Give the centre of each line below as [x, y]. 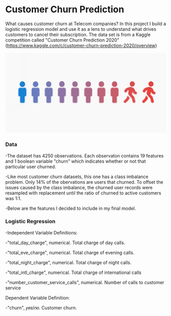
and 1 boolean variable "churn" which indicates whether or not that [76, 161]
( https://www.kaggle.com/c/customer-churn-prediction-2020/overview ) [81, 45]
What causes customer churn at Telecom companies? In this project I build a [86, 24]
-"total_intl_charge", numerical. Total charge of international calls [74, 272]
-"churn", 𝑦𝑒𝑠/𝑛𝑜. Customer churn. [41, 308]
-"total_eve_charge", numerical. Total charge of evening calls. [70, 252]
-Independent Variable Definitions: [41, 232]
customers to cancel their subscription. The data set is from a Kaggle [78, 34]
